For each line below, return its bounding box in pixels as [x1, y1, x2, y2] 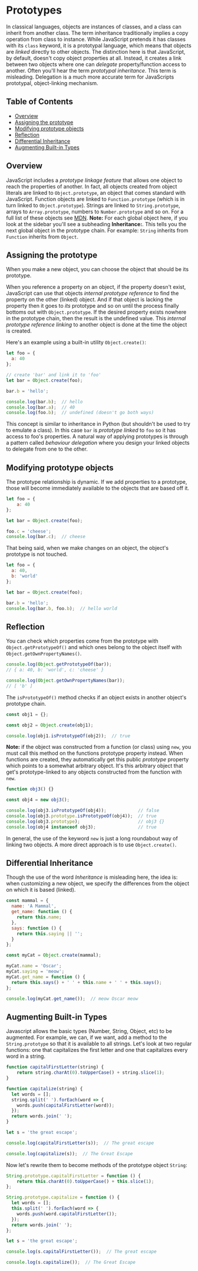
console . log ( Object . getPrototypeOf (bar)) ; [6, 661, 112, 667]
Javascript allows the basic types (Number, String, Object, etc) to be [6, 1028, 173, 1035]
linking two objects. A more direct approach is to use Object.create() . [6, 841, 177, 848]
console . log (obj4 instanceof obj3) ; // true [6, 824, 157, 830]
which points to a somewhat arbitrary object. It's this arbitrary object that [6, 762, 184, 770]
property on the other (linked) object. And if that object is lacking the [6, 296, 173, 303]
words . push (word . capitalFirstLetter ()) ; [16, 1211, 117, 1217]
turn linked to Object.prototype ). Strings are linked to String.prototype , [6, 201, 181, 208]
